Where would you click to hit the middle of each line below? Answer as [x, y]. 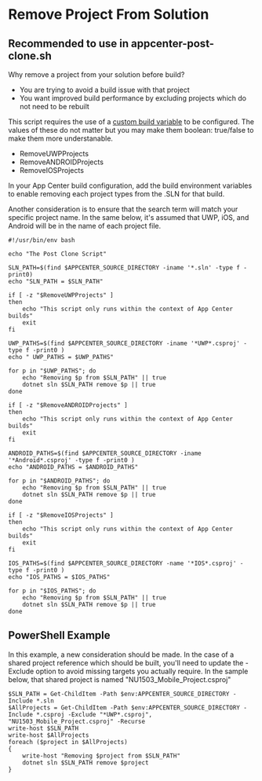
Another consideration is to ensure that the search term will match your [123, 209]
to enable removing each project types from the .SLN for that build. [116, 194]
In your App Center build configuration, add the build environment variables [130, 185]
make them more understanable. [61, 138]
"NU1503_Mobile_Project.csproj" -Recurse [77, 721]
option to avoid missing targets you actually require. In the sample [142, 671]
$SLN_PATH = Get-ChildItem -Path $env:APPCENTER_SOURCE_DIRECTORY [119, 694]
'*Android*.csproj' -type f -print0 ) [71, 460]
